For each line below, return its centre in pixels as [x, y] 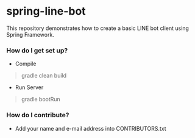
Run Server [29, 87]
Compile [26, 64]
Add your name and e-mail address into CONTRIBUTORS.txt [90, 128]
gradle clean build [44, 76]
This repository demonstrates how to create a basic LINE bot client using [97, 28]
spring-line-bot [46, 11]
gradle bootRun [41, 100]
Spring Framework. [30, 34]
